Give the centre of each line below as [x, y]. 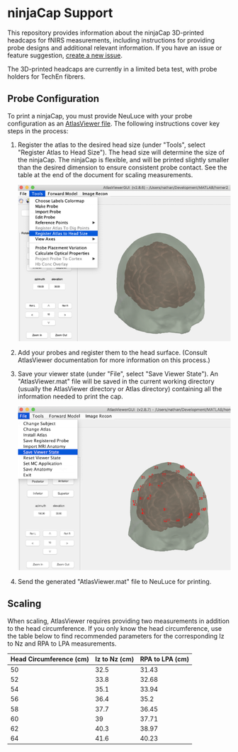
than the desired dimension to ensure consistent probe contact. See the [122, 167]
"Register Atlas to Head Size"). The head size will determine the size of [121, 152]
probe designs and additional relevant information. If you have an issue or [115, 47]
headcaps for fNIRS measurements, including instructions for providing [111, 40]
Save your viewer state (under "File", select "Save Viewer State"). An [118, 374]
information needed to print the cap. [70, 397]
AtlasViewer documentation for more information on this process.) [114, 360]
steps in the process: [38, 131]
